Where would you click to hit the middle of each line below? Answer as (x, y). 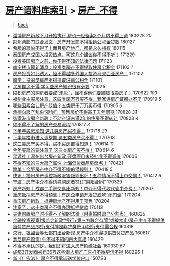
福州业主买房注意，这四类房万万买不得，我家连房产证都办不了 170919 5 (87, 99)
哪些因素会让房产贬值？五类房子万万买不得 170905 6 (67, 105)
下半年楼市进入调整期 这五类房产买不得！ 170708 (64, 137)
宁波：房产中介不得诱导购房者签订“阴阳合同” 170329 (67, 182)
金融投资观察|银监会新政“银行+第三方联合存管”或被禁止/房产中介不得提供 (89, 220)
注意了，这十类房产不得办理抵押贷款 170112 (58, 207)
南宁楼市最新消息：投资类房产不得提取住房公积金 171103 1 (73, 67)
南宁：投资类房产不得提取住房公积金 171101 (57, 80)
